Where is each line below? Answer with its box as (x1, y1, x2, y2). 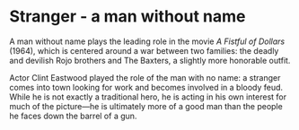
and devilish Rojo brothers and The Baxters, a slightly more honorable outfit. (9, 55, 291, 65)
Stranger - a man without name (9, 6, 246, 27)
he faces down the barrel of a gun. (9, 110, 137, 121)
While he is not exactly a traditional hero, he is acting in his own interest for (9, 91, 287, 102)
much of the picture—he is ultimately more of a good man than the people (9, 100, 283, 111)
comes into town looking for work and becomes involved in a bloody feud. (9, 82, 284, 92)
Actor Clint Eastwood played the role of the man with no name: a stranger (9, 72, 281, 82)
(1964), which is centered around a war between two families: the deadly (9, 45, 279, 56)
